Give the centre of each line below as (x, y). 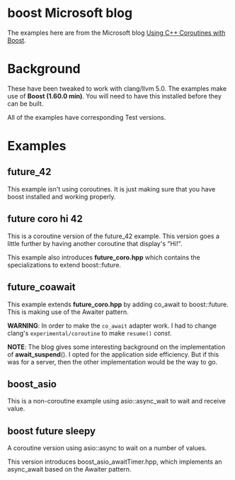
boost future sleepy (52, 431)
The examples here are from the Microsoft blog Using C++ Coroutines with (116, 33)
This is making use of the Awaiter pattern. (68, 312)
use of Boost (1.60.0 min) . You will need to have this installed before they (114, 96)
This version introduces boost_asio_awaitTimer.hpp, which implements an (115, 462)
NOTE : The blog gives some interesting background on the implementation (116, 347)
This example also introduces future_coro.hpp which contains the (104, 257)
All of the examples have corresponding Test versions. (87, 117)
